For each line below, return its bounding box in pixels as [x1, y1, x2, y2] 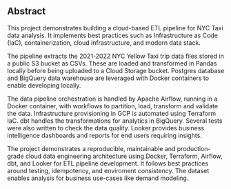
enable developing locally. [7, 81, 81, 89]
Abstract [7, 6, 46, 17]
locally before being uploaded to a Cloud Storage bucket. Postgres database [7, 66, 225, 74]
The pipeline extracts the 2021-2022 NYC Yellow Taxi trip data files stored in [7, 52, 224, 60]
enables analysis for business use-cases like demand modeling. [7, 174, 189, 182]
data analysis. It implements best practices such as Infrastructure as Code [7, 31, 219, 39]
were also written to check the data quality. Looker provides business [7, 123, 205, 132]
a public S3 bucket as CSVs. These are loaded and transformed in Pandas [7, 59, 217, 68]
